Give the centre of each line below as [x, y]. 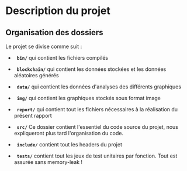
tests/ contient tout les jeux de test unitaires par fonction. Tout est [97, 156]
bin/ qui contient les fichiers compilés [63, 58]
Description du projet [58, 11]
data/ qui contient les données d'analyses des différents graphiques [99, 87]
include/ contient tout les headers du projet [69, 144]
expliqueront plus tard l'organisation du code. [69, 133]
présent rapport [33, 116]
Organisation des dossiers [54, 33]
